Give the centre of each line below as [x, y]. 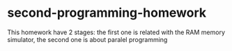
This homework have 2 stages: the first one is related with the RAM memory [116, 32]
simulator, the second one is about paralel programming [87, 39]
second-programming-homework [107, 13]
